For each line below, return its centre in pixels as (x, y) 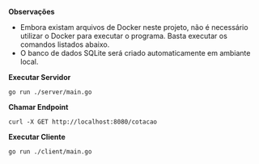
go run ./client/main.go (50, 152)
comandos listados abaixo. (65, 44)
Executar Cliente (37, 137)
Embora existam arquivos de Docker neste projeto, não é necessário (134, 27)
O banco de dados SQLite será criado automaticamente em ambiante (135, 53)
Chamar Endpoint (38, 107)
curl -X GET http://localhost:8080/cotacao (83, 122)
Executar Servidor (40, 77)
